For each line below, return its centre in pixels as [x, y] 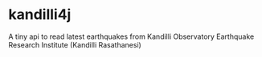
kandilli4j [40, 15]
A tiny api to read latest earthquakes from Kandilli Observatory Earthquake [131, 36]
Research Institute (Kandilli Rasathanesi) [75, 44]
